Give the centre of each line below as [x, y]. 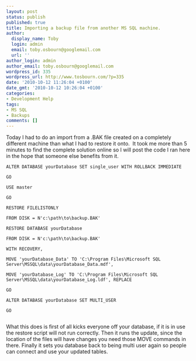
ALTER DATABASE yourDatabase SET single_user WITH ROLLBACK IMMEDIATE [94, 167]
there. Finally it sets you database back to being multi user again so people [96, 345]
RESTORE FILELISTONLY [32, 208]
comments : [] [22, 121]
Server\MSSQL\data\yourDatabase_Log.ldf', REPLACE [69, 280]
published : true [26, 22]
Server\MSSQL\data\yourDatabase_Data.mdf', [60, 265]
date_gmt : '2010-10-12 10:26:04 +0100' [55, 88]
